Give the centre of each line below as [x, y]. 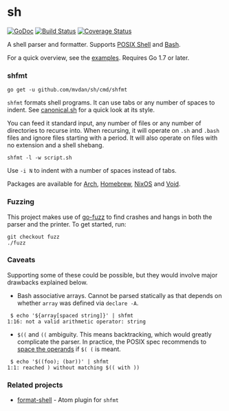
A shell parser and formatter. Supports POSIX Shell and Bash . [94, 44]
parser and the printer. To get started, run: [67, 224]
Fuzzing [21, 202]
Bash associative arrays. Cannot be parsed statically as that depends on [119, 295]
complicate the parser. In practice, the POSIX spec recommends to [112, 341]
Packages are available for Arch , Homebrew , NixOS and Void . [94, 184]
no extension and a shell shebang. [56, 145]
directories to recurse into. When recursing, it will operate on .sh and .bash [113, 131]
